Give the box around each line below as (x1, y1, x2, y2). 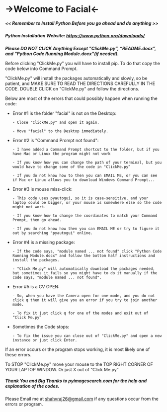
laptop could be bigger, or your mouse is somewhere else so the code (12, 200, 162, 205)
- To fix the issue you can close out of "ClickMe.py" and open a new (12, 333, 162, 338)
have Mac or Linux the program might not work (12, 151, 111, 156)
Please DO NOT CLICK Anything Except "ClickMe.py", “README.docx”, (5, 45, 157, 51)
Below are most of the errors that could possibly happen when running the (5, 95, 158, 101)
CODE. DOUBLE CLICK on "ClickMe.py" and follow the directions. (5, 85, 140, 91)
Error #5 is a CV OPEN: (12, 283, 60, 289)
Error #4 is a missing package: (12, 239, 76, 245)
